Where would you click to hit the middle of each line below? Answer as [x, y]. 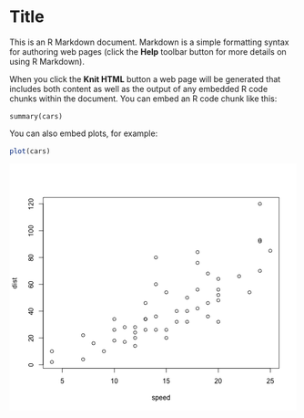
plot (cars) [30, 151]
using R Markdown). [47, 61]
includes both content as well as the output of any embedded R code [139, 89]
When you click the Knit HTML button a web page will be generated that [145, 78]
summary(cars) [36, 116]
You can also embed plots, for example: [84, 133]
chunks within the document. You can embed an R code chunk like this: [143, 99]
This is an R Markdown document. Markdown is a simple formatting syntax [149, 42]
